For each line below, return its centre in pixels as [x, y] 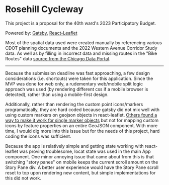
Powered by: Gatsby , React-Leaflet [41, 33]
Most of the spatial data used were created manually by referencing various [84, 42]
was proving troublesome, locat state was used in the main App [85, 151]
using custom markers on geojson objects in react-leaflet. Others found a [81, 115]
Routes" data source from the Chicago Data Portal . [58, 58]
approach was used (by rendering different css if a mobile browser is [77, 89]
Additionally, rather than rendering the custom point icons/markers [74, 104]
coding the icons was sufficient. [38, 136]
